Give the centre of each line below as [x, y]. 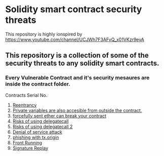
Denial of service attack [37, 132]
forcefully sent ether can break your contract [59, 115]
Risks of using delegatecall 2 [43, 126]
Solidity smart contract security [74, 9]
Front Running [27, 142]
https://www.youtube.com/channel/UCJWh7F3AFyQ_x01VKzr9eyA [75, 40]
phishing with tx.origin [36, 137]
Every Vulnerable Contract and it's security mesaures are [77, 78]
